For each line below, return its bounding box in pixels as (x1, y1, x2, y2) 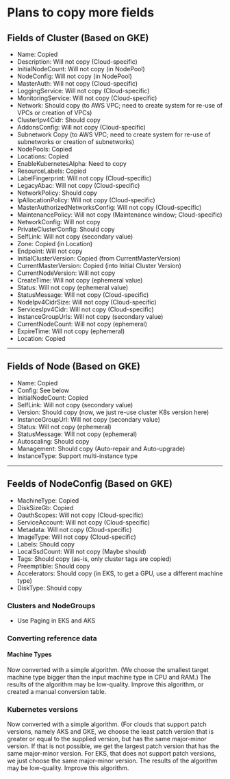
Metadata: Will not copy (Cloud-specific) (16, 525, 132, 534)
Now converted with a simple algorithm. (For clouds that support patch (7, 720, 207, 728)
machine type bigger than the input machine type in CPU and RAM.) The (7, 673, 212, 682)
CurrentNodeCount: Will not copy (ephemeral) (16, 320, 148, 328)
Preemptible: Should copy (16, 562, 90, 570)
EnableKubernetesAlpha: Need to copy (16, 160, 127, 167)
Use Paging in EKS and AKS (16, 616, 96, 625)
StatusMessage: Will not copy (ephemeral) (16, 430, 138, 438)
